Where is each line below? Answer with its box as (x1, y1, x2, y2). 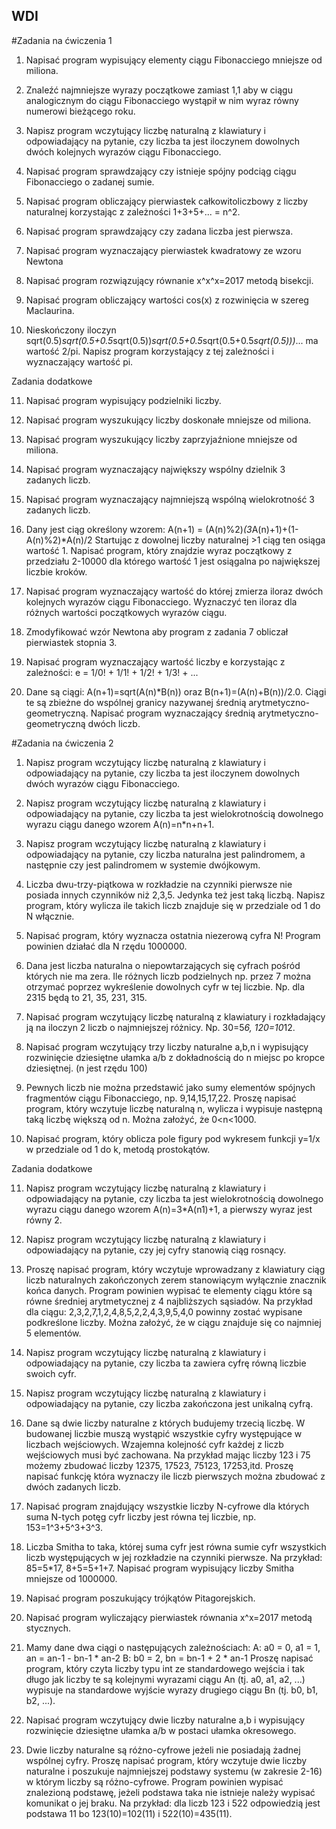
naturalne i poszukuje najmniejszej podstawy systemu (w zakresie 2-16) (25, 1765, 323, 1777)
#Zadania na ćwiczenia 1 (11, 34, 113, 46)
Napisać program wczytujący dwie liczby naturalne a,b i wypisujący (25, 1714, 306, 1726)
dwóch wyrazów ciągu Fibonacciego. (25, 777, 181, 789)
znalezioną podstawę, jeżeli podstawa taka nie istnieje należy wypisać (25, 1786, 316, 1798)
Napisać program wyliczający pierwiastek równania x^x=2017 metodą (25, 1611, 313, 1623)
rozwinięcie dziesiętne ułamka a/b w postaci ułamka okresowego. (25, 1724, 297, 1736)
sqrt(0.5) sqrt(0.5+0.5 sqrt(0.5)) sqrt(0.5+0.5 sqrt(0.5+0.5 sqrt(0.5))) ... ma (25, 334, 319, 346)
